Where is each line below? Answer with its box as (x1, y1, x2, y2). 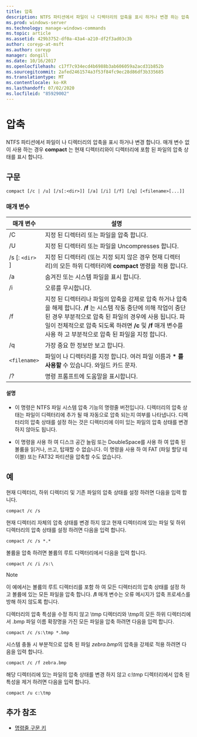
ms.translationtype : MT (6, 74, 64, 80)
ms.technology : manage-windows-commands (6, 25, 107, 31)
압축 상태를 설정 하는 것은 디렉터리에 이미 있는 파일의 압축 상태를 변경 (30, 419, 189, 426)
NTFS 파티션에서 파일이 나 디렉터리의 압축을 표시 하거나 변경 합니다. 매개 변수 (6, 138, 184, 145)
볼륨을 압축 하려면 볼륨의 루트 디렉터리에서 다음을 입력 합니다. (6, 549, 147, 556)
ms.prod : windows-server (6, 19, 67, 25)
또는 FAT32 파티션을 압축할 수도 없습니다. (27, 453, 123, 460)
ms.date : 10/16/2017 (6, 58, 57, 64)
